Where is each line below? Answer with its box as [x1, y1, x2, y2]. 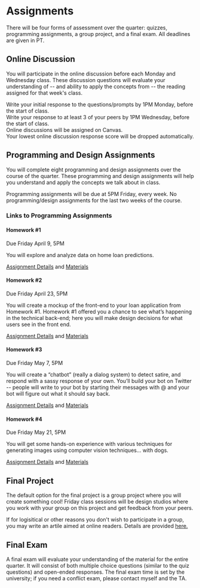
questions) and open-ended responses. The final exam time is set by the [6, 568, 185, 575]
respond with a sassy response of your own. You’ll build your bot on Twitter [6, 378, 192, 385]
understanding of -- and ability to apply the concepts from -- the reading [6, 83, 186, 90]
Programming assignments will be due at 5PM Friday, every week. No [6, 190, 177, 197]
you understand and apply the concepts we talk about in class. [6, 179, 161, 186]
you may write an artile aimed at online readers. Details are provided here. [6, 523, 188, 530]
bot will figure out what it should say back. [6, 390, 110, 397]
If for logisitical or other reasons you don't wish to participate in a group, [6, 516, 184, 523]
